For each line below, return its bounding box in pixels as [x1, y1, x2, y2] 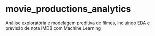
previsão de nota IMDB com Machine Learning [5, 25, 101, 31]
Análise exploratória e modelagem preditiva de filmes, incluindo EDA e [5, 20, 150, 26]
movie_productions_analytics [5, 3, 131, 15]
